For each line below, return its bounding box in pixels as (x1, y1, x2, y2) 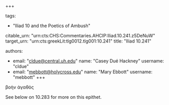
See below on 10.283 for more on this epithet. (5, 94, 102, 100)
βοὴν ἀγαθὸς (5, 84, 34, 90)
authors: (5, 48, 23, 54)
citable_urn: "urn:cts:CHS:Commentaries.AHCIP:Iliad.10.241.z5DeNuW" (5, 33, 156, 38)
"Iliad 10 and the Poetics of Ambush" (12, 23, 91, 29)
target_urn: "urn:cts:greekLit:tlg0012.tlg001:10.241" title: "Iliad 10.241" (5, 38, 152, 44)
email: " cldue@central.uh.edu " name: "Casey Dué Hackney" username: (12, 58, 164, 64)
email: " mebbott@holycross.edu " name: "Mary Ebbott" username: (12, 69, 153, 75)
